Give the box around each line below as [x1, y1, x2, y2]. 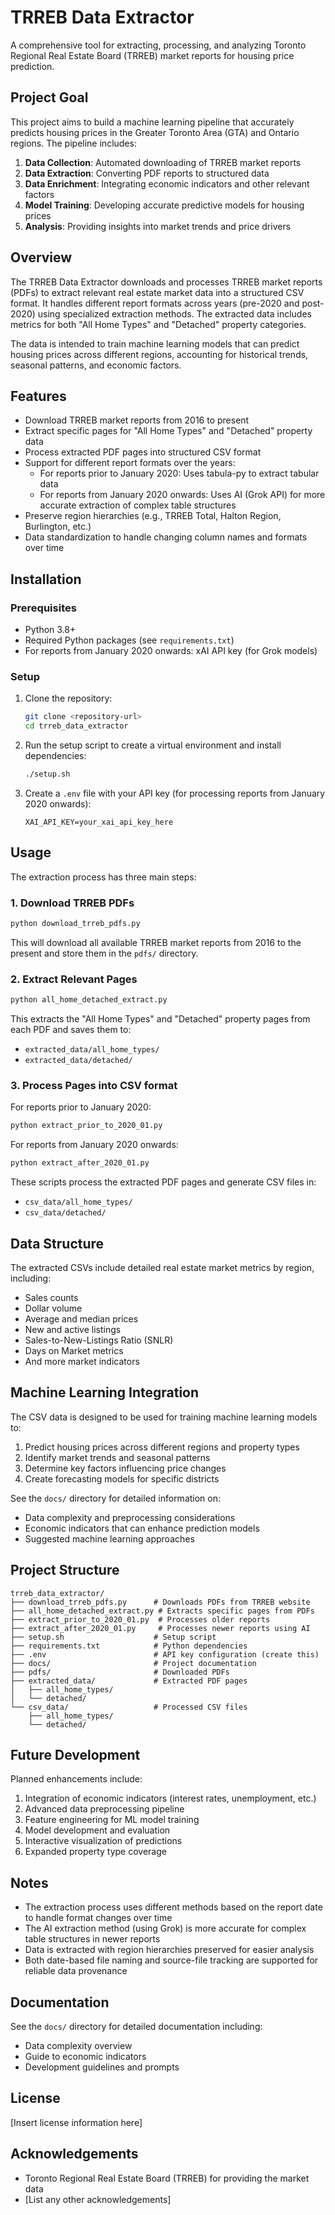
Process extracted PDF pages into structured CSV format [24, 446, 262, 458]
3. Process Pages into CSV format [10, 1079, 178, 1093]
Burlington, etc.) [24, 521, 92, 533]
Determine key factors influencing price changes [24, 1462, 227, 1474]
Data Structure [10, 1235, 105, 1252]
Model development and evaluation [24, 1824, 171, 1836]
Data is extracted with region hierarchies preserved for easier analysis [24, 1944, 315, 1956]
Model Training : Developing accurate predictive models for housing [24, 199, 305, 211]
